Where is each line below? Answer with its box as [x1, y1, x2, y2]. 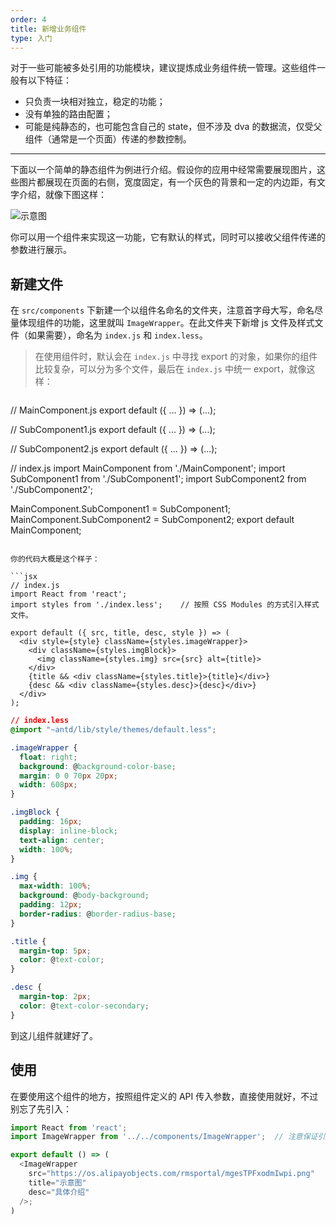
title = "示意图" [28, 1177, 87, 1188]
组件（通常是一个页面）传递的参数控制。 [24, 133, 192, 145]
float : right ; [19, 752, 78, 762]
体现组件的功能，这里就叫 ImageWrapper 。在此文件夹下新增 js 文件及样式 [18, 317, 315, 329]
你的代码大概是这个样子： [10, 554, 100, 565]
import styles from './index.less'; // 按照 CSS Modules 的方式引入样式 [10, 600, 320, 610]
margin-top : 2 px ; [19, 992, 92, 1002]
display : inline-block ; [19, 826, 118, 836]
